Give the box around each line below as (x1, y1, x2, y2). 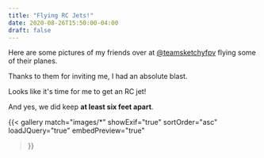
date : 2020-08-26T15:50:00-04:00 (8, 19, 119, 27)
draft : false (8, 26, 52, 34)
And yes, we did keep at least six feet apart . (8, 102, 154, 111)
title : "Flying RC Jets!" (8, 11, 94, 20)
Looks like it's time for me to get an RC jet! (8, 87, 147, 96)
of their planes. (8, 56, 58, 66)
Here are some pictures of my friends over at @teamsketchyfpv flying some (8, 48, 256, 58)
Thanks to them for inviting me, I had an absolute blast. (8, 72, 188, 81)
